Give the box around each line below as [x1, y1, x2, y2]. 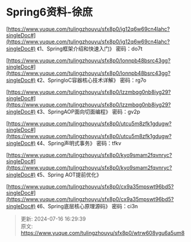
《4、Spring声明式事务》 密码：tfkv [37, 139, 122, 147]
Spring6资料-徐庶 [6, 5, 93, 19]
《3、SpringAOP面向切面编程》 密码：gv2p [37, 108, 141, 115]
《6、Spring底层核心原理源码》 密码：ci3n [37, 202, 138, 209]
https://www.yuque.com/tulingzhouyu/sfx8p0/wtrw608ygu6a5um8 [20, 229, 185, 236]
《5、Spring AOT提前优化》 [37, 171, 102, 178]
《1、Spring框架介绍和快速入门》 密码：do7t [37, 45, 143, 52]
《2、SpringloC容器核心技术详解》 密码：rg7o [37, 77, 147, 84]
